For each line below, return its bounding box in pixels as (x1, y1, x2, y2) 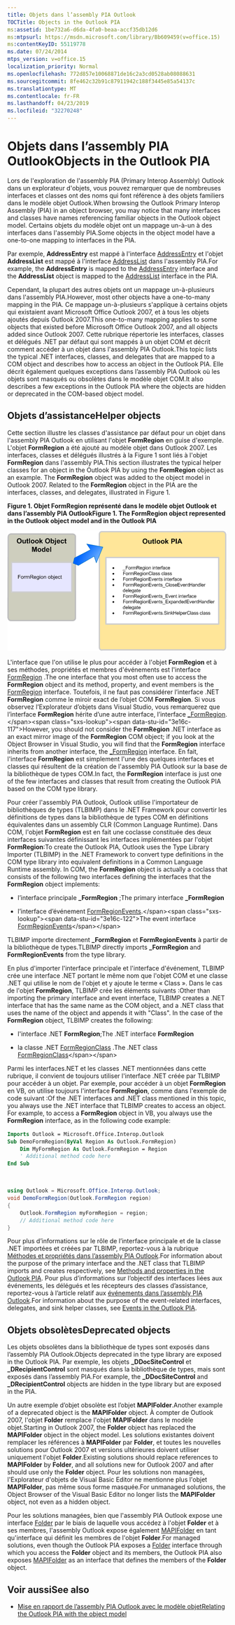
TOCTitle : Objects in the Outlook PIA (7, 18, 120, 26)
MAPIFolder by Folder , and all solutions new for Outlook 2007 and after (7, 1460, 214, 1469)
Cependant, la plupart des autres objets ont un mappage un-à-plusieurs (7, 285, 215, 293)
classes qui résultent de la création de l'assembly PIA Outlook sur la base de (7, 762, 227, 770)
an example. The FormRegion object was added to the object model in (7, 473, 211, 481)
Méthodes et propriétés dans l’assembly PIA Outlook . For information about (7, 1252, 222, 1260)
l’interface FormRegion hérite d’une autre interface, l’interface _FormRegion (7, 710, 226, 718)
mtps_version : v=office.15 (7, 56, 86, 63)
